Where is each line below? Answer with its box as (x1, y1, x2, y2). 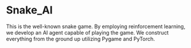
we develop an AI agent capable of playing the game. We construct (6, 29, 169, 36)
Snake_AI (6, 4, 53, 17)
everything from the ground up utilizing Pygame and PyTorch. (6, 35, 155, 42)
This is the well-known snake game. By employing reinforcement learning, (6, 23, 186, 30)
